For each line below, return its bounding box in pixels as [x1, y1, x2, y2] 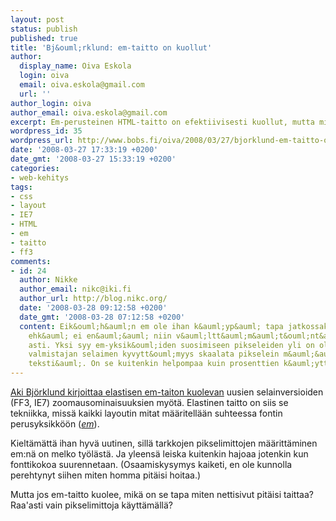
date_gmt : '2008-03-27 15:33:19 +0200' [10, 154, 177, 164]
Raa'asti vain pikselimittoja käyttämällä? [10, 499, 173, 511]
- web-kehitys [10, 172, 70, 183]
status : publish [10, 24, 78, 34]
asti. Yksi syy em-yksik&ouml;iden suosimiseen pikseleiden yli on [28, 340, 315, 350]
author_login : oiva [10, 98, 92, 108]
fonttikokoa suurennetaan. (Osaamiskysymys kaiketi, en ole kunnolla [10, 459, 293, 470]
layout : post [10, 14, 65, 25]
